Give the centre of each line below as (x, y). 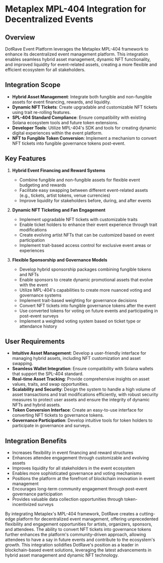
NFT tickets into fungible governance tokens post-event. (69, 143)
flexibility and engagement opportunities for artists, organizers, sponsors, (79, 524)
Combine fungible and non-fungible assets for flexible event (80, 180)
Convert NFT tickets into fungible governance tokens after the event (88, 305)
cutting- (147, 514)
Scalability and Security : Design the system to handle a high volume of (84, 389)
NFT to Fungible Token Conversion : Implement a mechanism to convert (84, 138)
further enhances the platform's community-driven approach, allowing (75, 535)
